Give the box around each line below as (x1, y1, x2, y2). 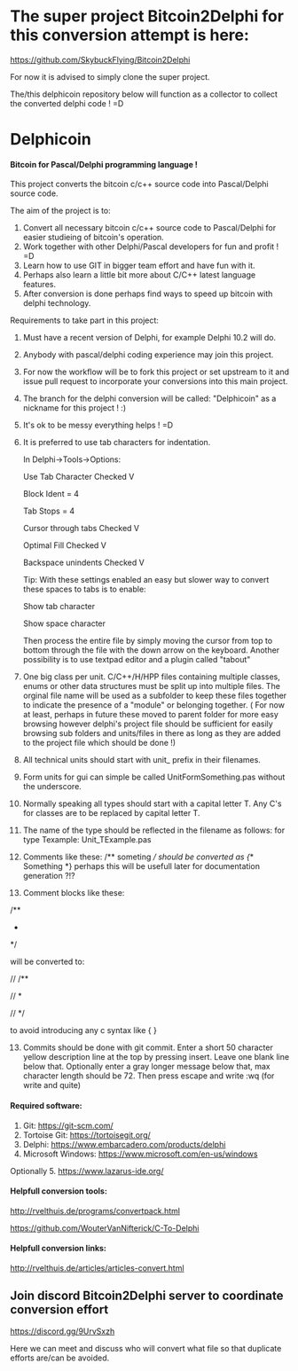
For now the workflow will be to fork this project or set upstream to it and (22, 366, 289, 378)
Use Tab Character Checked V (22, 472, 135, 482)
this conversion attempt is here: (10, 25, 249, 45)
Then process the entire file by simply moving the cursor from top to (22, 636, 273, 646)
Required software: (10, 1100, 82, 1110)
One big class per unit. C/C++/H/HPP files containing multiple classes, (22, 671, 280, 682)
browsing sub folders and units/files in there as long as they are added (22, 728, 281, 739)
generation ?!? (22, 871, 76, 881)
